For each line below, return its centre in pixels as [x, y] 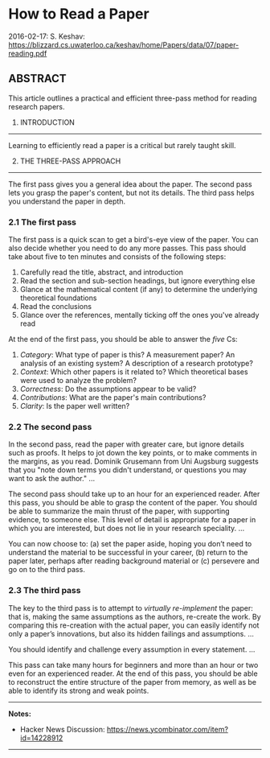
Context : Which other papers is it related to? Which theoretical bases [134, 372]
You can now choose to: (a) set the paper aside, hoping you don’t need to [130, 544]
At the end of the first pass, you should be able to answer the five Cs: [123, 340]
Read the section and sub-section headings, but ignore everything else [137, 281]
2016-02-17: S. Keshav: [47, 36]
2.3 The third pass [45, 591]
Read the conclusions [56, 307]
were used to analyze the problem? [78, 381]
